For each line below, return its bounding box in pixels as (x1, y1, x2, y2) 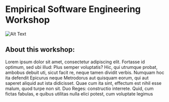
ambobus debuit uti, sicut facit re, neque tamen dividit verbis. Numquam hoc (5, 69, 164, 75)
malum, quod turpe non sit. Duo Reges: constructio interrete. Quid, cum (5, 85, 154, 91)
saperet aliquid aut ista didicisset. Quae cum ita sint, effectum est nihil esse (5, 80, 162, 86)
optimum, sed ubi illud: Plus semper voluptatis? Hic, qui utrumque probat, (5, 64, 158, 70)
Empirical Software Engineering (5, 4, 141, 15)
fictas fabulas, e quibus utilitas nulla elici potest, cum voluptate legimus (5, 90, 153, 96)
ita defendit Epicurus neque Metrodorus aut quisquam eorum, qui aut (5, 74, 149, 81)
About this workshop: (5, 45, 75, 54)
